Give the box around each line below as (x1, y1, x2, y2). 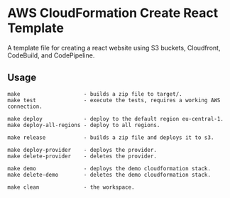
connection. (7, 103, 43, 110)
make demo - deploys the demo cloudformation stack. (7, 165, 212, 172)
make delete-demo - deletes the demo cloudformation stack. (7, 171, 212, 178)
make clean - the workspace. (7, 183, 135, 191)
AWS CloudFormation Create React (7, 5, 219, 21)
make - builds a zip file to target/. (7, 90, 182, 97)
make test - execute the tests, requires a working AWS (7, 97, 221, 104)
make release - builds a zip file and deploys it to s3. (7, 133, 214, 141)
